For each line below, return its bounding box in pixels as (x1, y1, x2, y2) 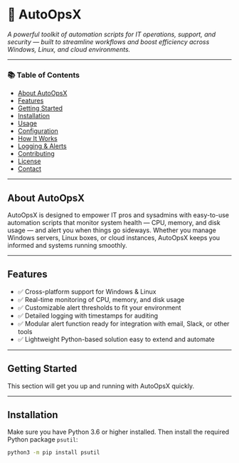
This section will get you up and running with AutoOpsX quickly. (7, 381, 195, 390)
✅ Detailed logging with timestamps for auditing (17, 311, 159, 320)
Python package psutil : (7, 435, 78, 444)
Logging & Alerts (17, 142, 67, 150)
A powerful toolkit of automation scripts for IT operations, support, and (7, 30, 216, 38)
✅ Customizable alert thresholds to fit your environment (17, 303, 181, 312)
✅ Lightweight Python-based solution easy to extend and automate (17, 335, 215, 343)
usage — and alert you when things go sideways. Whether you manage (7, 226, 217, 234)
